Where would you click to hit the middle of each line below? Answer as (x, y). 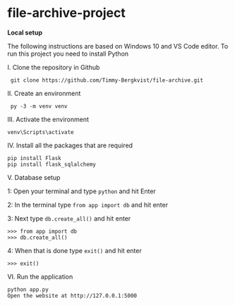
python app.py (28, 289)
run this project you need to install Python (68, 54)
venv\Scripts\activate (41, 132)
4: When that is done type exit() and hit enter (75, 250)
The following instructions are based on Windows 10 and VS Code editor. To (118, 46)
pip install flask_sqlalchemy (52, 164)
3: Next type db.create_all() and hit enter (69, 218)
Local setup (25, 32)
